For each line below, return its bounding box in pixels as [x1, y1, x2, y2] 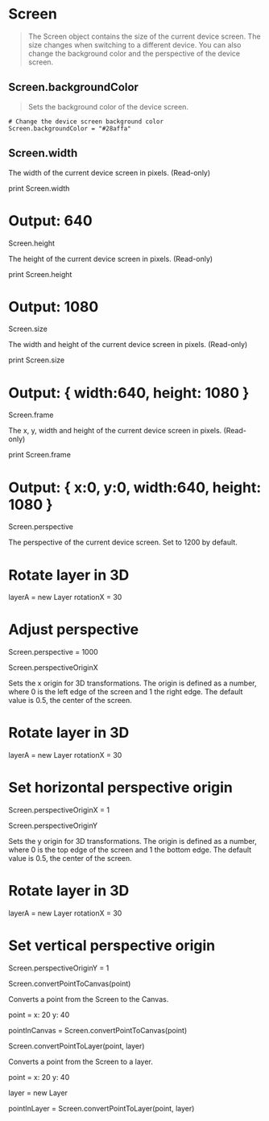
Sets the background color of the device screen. [27, 101, 189, 111]
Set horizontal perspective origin [8, 779, 234, 797]
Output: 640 [8, 211, 93, 230]
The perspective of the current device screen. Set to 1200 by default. [8, 537, 238, 548]
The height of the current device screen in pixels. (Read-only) [8, 254, 213, 263]
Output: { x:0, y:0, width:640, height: [8, 478, 262, 496]
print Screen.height [8, 269, 72, 279]
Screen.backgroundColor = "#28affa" [8, 124, 131, 133]
